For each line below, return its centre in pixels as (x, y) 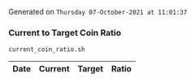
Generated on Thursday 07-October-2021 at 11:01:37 (98, 12)
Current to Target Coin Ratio (65, 32)
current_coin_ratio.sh (47, 50)
